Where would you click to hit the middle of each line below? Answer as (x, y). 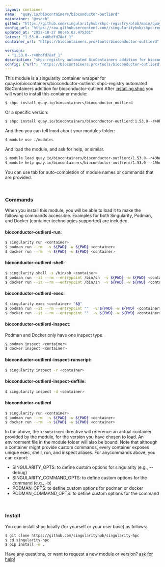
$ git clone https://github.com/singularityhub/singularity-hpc (72, 536)
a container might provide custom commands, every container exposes (77, 448)
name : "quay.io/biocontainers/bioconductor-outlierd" (62, 14)
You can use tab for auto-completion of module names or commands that (79, 172)
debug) (20, 473)
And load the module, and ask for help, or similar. (55, 149)
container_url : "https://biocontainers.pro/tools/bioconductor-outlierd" (82, 42)
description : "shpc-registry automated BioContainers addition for (76, 60)
